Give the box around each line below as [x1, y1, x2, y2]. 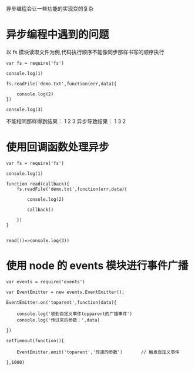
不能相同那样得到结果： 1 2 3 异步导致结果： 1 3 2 [6, 117, 126, 125]
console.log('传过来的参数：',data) [16, 317, 100, 323]
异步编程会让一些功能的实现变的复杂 [6, 5, 94, 12]
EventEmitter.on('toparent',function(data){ [6, 299, 117, 305]
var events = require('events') [6, 279, 85, 284]
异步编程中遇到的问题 [6, 28, 110, 41]
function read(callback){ [6, 181, 69, 187]
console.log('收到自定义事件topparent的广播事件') [16, 311, 133, 317]
